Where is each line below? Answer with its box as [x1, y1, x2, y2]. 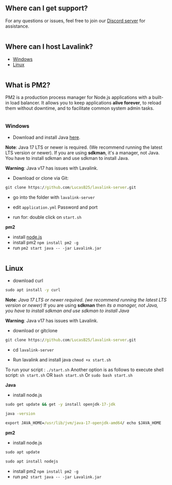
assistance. [5, 23, 30, 29]
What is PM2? [5, 81, 51, 90]
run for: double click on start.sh [12, 214, 82, 220]
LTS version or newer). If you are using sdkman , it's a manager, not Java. [5, 149, 160, 156]
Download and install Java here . [12, 134, 80, 140]
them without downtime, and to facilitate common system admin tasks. [5, 105, 155, 111]
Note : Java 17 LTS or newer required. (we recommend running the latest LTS [5, 297, 167, 303]
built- [152, 94, 164, 100]
